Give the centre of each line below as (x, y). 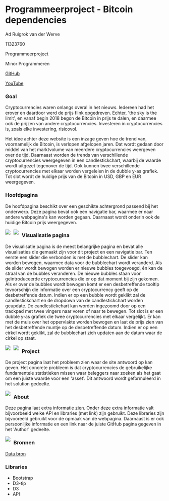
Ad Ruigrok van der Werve (33, 34)
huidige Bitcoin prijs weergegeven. (41, 222)
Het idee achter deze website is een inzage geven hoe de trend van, (76, 139)
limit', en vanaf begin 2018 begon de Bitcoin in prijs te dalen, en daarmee (81, 118)
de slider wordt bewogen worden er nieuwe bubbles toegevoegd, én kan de (84, 268)
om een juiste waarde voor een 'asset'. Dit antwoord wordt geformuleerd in (83, 378)
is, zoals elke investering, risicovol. (41, 129)
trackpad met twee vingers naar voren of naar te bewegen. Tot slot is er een (84, 311)
